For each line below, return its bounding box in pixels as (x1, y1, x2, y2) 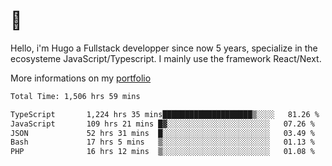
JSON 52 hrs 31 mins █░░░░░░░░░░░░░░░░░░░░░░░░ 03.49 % (10, 128, 315, 138)
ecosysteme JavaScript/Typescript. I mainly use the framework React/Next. (10, 52, 322, 64)
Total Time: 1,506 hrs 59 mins (10, 91, 141, 101)
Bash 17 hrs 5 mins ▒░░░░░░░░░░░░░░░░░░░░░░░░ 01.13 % (10, 137, 315, 148)
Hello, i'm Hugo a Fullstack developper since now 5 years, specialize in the (10, 42, 318, 54)
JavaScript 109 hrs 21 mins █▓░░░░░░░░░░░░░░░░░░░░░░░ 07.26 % (10, 119, 315, 129)
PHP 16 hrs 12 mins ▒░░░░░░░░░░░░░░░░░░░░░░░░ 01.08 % (10, 147, 315, 157)
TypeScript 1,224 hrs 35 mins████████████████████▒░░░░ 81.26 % (10, 109, 320, 119)
